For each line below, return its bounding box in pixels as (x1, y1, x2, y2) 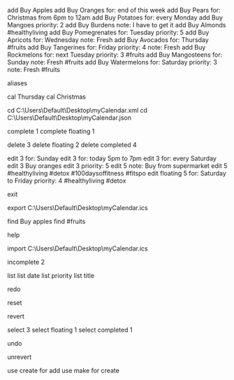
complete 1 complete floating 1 (7, 127, 95, 135)
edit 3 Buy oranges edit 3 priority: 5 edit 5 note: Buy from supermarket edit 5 (7, 162, 228, 170)
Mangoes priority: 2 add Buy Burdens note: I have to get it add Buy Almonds (7, 21, 226, 29)
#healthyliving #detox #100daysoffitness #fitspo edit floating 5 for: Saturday (7, 169, 227, 177)
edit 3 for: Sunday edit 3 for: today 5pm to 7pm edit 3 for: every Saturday (7, 154, 217, 162)
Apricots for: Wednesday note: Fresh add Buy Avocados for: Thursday (7, 36, 210, 44)
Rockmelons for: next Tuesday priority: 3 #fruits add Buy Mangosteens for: (7, 50, 223, 59)
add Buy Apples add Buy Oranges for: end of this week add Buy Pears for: (7, 6, 221, 14)
